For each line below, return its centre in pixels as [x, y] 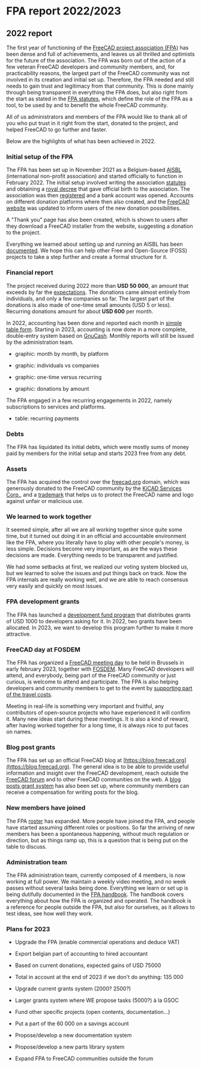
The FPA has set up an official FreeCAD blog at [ [66, 760]
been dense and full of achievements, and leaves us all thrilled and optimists [100, 54]
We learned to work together [49, 517]
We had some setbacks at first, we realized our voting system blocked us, [97, 567]
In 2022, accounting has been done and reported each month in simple [94, 323]
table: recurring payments [47, 418]
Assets [17, 469]
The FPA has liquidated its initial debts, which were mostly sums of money [97, 447]
